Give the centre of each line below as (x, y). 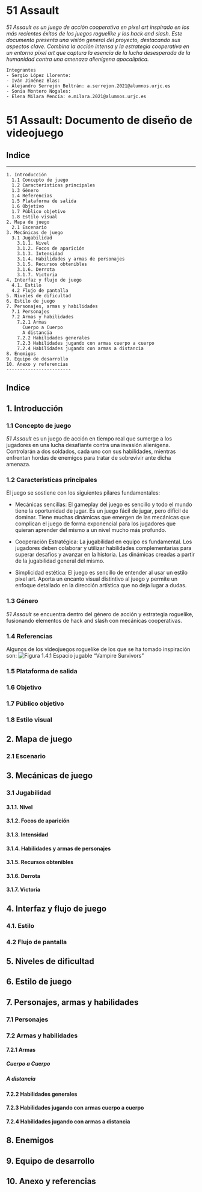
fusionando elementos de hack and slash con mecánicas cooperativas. (94, 620)
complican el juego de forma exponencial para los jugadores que (95, 523)
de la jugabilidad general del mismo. (60, 561)
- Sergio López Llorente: (38, 75)
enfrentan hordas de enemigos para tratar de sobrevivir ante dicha (89, 458)
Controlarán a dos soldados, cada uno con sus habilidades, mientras (91, 451)
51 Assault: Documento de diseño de (99, 120)
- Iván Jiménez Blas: (33, 81)
